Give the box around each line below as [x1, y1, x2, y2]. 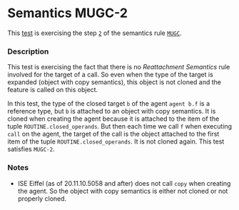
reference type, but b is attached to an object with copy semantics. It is [7, 107, 216, 116]
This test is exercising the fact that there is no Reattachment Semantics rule [7, 63, 230, 71]
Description [7, 46, 49, 56]
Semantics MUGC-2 [7, 5, 128, 21]
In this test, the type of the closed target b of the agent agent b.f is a [7, 99, 210, 108]
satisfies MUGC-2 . [7, 145, 55, 154]
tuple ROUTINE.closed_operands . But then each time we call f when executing [7, 122, 233, 131]
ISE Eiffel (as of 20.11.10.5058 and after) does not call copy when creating [17, 179, 231, 187]
